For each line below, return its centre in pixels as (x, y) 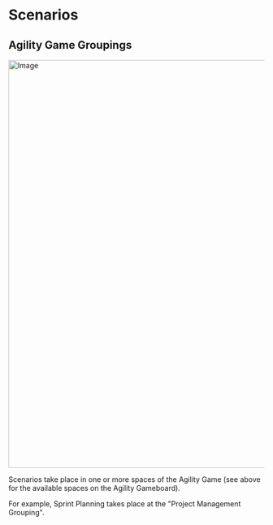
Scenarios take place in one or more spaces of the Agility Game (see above (135, 479)
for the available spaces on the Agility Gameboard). (94, 488)
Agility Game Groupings (70, 45)
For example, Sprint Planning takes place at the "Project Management (125, 504)
